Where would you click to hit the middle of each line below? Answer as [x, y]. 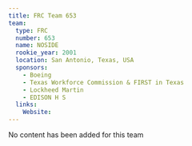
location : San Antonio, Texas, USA [75, 61]
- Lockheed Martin [53, 90]
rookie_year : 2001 [46, 53]
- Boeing [37, 75]
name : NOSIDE [37, 45]
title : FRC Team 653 [43, 16]
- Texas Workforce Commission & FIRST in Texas [103, 82]
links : [26, 105]
